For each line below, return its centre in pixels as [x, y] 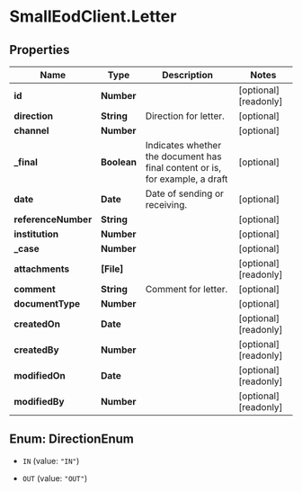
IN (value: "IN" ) [51, 461]
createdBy [37, 350]
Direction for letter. [185, 116]
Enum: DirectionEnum [72, 439]
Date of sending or [185, 193]
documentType [47, 304]
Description [187, 75]
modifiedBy [39, 402]
